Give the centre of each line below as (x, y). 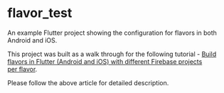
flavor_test (40, 13)
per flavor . (22, 69)
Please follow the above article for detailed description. (88, 82)
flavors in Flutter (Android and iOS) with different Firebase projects (105, 61)
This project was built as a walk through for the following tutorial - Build (112, 54)
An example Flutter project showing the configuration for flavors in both (112, 33)
